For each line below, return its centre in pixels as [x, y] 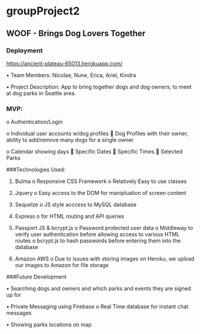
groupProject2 [43, 11]
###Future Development [37, 277]
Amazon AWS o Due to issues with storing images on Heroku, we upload [105, 259]
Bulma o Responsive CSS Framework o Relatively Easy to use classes [101, 181]
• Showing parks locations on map [49, 325]
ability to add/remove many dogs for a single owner [70, 140]
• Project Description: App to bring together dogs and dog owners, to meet [99, 87]
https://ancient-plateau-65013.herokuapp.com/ [65, 63]
